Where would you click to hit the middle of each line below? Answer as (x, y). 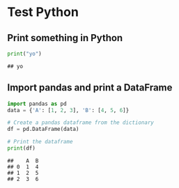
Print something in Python (65, 38)
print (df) (22, 148)
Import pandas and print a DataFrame (90, 88)
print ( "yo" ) (24, 54)
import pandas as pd (37, 104)
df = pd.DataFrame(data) (43, 130)
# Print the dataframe (40, 142)
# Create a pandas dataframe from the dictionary (81, 123)
